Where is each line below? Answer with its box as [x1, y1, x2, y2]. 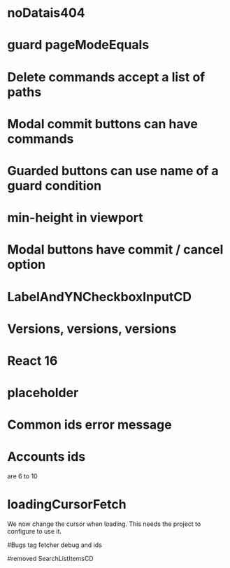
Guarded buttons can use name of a [7, 162, 219, 179]
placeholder [7, 385, 79, 401]
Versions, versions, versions [7, 321, 177, 337]
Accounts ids [7, 449, 86, 465]
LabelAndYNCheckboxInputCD [7, 289, 192, 305]
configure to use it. [7, 527, 62, 536]
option [7, 257, 46, 272]
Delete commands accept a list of [7, 69, 206, 85]
